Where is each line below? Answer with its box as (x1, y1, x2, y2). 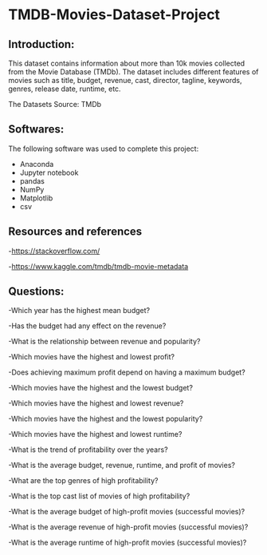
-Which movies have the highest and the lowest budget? (8, 383, 194, 393)
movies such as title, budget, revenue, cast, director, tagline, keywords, (8, 76, 242, 85)
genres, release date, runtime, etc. (8, 84, 121, 93)
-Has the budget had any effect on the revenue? (8, 321, 167, 331)
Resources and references (8, 225, 143, 239)
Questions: (8, 285, 65, 299)
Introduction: (8, 38, 75, 51)
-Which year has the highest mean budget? (8, 306, 150, 315)
